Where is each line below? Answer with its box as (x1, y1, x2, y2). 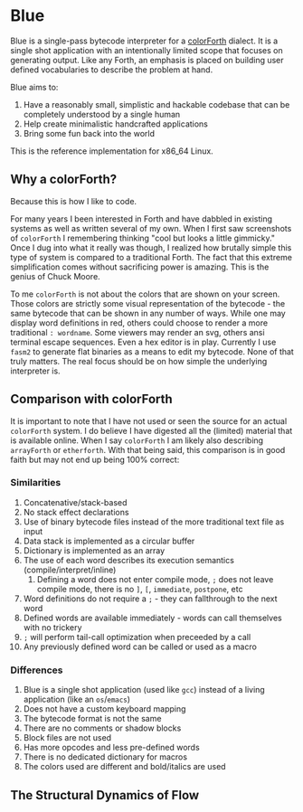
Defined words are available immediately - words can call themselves (23, 612, 283, 623)
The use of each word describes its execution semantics (23, 554, 234, 565)
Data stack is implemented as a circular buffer (23, 535, 195, 546)
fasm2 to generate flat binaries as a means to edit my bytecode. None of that (10, 345, 295, 357)
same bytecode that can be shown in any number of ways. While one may (10, 307, 286, 318)
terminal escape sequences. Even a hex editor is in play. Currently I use (10, 336, 277, 347)
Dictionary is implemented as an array (23, 544, 166, 556)
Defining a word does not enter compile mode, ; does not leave (36, 573, 274, 584)
